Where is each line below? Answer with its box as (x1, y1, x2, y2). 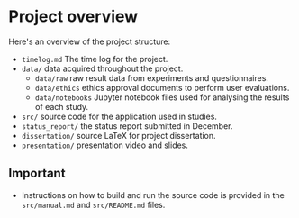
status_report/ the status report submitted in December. (21, 120, 233, 132)
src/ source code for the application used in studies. (21, 111, 218, 122)
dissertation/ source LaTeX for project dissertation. (21, 130, 217, 141)
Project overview (8, 6, 139, 27)
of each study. (34, 101, 89, 112)
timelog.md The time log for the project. (21, 53, 168, 64)
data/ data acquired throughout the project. (21, 63, 184, 74)
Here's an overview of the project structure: (8, 36, 171, 47)
